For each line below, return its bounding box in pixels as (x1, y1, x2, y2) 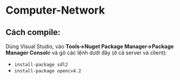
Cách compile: (5, 27, 61, 37)
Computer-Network (5, 4, 105, 17)
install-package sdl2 (14, 62, 68, 68)
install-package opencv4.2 (14, 68, 82, 74)
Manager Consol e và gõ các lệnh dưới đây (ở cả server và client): (5, 49, 167, 56)
